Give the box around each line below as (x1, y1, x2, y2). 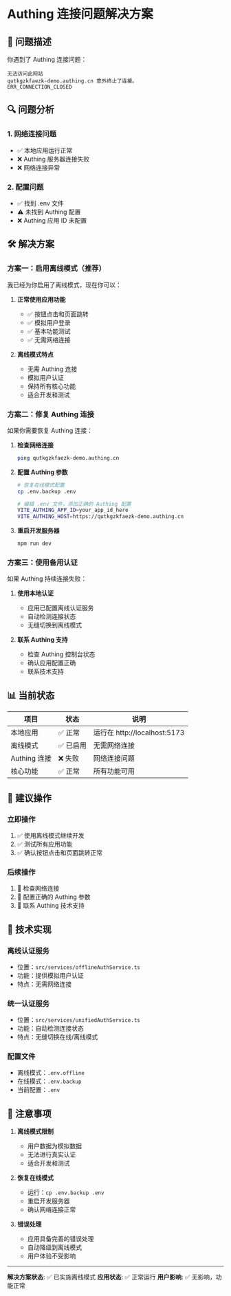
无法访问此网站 (7, 70, 43, 77)
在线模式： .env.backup (16, 1077, 82, 1086)
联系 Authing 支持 (16, 636, 68, 644)
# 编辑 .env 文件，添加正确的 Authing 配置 (16, 500, 132, 507)
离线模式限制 (16, 1128, 54, 1136)
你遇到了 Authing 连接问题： (7, 56, 87, 63)
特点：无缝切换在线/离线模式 (16, 1033, 98, 1041)
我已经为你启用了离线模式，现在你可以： (7, 280, 122, 289)
